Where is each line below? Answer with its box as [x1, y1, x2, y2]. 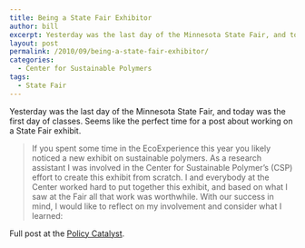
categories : [9, 55, 54, 64]
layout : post [9, 38, 59, 48]
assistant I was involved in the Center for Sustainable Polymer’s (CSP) [31, 162, 293, 173]
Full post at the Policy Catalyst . [9, 228, 125, 239]
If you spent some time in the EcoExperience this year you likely [31, 143, 271, 154]
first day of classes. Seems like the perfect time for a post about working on [9, 115, 293, 126]
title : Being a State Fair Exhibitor [9, 13, 152, 23]
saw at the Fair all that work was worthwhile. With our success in [31, 191, 274, 202]
